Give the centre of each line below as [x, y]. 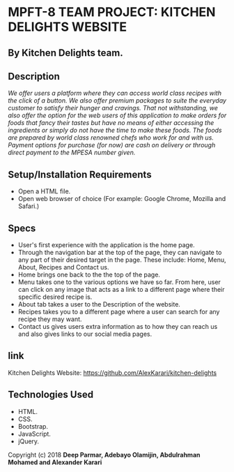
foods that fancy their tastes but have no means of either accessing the [111, 123]
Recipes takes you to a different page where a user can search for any [119, 312]
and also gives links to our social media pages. [85, 334]
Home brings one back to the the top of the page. [89, 275]
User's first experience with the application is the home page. [106, 245]
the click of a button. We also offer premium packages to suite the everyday [117, 101]
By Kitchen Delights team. [66, 53]
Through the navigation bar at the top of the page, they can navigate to [120, 253]
